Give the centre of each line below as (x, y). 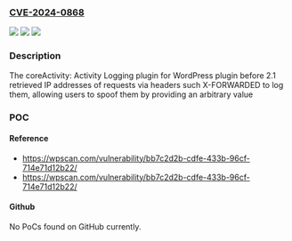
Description (35, 56)
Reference (29, 139)
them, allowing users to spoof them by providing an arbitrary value (131, 94)
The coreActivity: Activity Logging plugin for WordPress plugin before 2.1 (142, 75)
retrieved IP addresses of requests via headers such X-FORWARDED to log (146, 84)
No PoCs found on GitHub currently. (75, 226)
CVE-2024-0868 (47, 12)
